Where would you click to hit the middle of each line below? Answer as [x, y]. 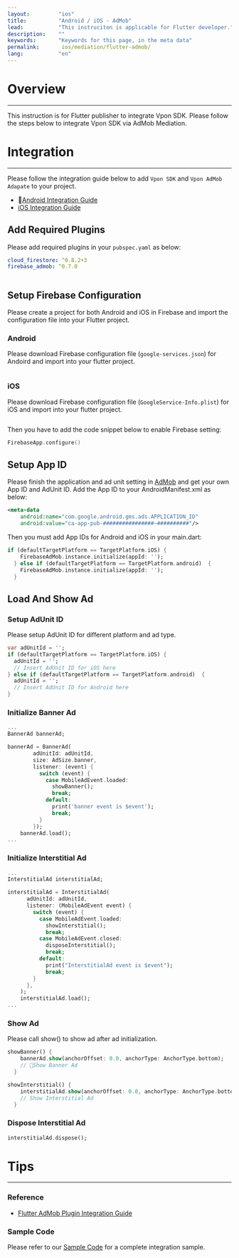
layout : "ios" [41, 14]
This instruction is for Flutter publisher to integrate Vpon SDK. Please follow [118, 116]
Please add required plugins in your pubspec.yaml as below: [94, 247]
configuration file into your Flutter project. [69, 320]
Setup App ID [37, 465]
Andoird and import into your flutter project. [71, 362]
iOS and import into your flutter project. [65, 409]
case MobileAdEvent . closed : [80, 939]
